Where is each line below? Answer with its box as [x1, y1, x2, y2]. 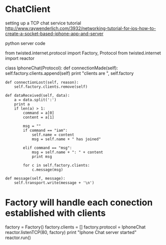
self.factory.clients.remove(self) [14, 84, 88, 89]
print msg [31, 154, 52, 159]
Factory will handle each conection [5, 197, 153, 208]
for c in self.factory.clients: [23, 163, 90, 168]
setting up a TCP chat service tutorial [5, 20, 82, 26]
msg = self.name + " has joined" [31, 136, 101, 142]
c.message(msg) [31, 167, 64, 172]
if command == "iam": [23, 128, 68, 133]
